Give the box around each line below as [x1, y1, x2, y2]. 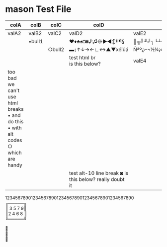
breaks [7, 105, 24, 112]
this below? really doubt [69, 175, 125, 182]
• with [7, 124, 22, 131]
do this [7, 118, 24, 125]
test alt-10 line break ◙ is [69, 169, 128, 176]
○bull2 [48, 46, 65, 53]
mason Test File [5, 3, 72, 15]
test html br [69, 54, 96, 61]
